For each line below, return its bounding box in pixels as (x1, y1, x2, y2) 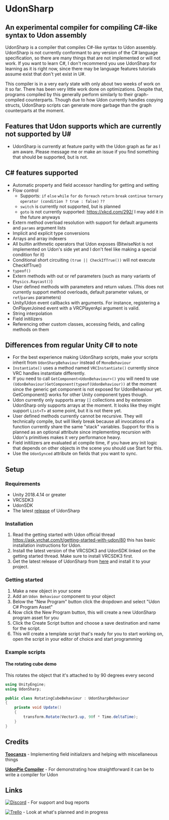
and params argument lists (12, 225, 66, 231)
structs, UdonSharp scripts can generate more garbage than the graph (5, 102, 152, 108)
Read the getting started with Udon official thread (12, 532, 115, 538)
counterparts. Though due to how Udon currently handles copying (25, 97, 163, 103)
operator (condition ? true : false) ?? (20, 199, 105, 204)
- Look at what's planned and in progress (23, 809, 109, 815)
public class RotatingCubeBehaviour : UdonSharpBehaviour (5, 696, 129, 701)
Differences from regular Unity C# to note (5, 341, 138, 350)
